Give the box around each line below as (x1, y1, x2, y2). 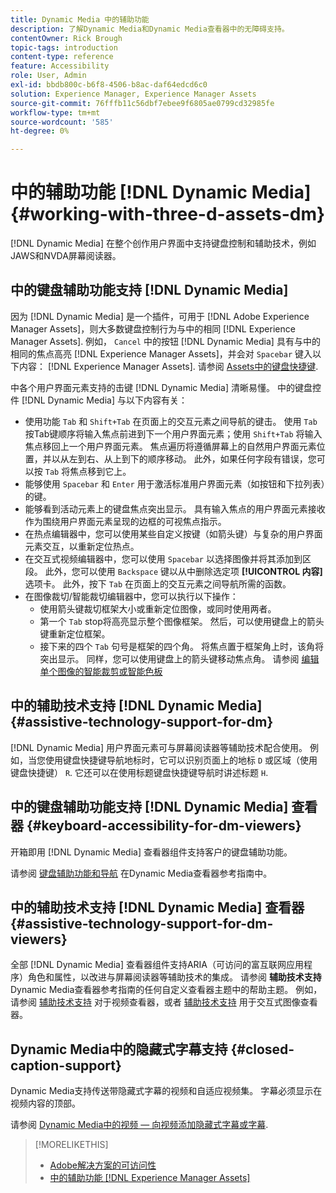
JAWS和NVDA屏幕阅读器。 (10, 250, 122, 262)
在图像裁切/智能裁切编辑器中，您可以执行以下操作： (24, 590, 239, 602)
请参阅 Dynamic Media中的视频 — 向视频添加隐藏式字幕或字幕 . (10, 1119, 269, 1131)
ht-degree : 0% (10, 126, 70, 136)
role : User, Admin (10, 71, 87, 81)
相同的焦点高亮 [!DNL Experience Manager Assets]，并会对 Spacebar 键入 (10, 347, 313, 360)
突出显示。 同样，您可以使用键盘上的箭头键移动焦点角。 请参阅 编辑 (39, 652, 320, 665)
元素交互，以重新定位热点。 (24, 540, 140, 552)
